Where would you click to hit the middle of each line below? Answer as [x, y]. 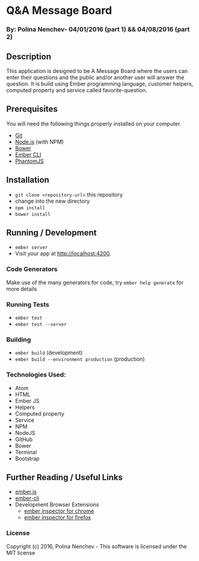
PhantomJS [29, 161]
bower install [33, 214]
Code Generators [32, 269]
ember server [31, 248]
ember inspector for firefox [58, 518]
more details [22, 289]
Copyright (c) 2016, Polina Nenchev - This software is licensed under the [96, 546]
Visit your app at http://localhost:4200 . [63, 253]
